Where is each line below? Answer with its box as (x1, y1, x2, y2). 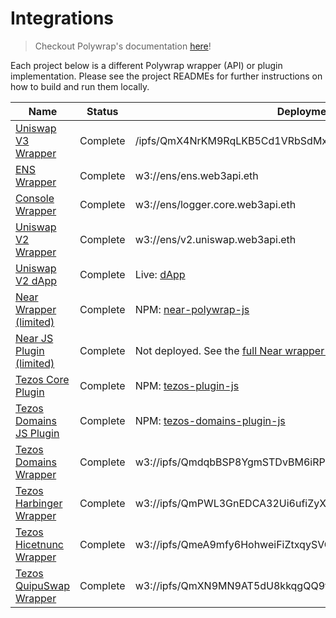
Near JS (15, 331, 54, 345)
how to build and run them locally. (10, 80, 150, 92)
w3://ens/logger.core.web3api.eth (134, 197, 297, 211)
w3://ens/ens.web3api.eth (134, 168, 259, 182)
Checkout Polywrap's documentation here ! (34, 40, 212, 52)
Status (86, 104, 119, 118)
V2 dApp (15, 273, 58, 287)
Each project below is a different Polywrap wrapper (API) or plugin (10, 59, 283, 71)
